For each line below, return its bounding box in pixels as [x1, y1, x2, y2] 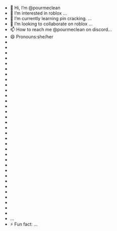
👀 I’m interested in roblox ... [10, 10, 67, 16]
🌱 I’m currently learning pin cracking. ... [10, 16, 92, 21]
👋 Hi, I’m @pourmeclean [10, 5, 61, 11]
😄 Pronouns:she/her [10, 34, 53, 40]
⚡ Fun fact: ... [10, 221, 38, 227]
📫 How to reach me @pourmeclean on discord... [10, 27, 112, 32]
